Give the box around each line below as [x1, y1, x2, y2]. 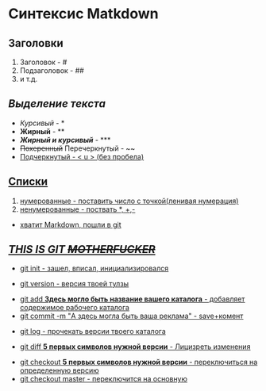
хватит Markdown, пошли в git [19, 220, 121, 229]
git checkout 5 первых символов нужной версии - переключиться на [19, 358, 258, 367]
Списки [8, 175, 48, 189]
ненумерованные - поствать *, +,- [19, 204, 136, 214]
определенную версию [19, 366, 99, 375]
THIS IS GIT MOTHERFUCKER [8, 243, 156, 256]
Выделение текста [8, 97, 106, 111]
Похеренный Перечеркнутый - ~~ [19, 144, 136, 153]
